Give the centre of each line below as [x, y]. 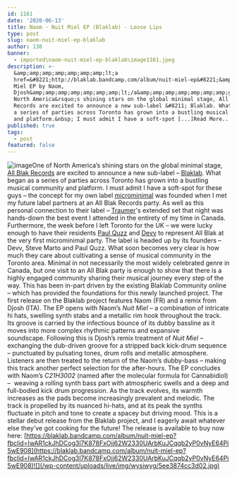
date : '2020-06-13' [36, 20]
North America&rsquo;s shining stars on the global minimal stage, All [121, 100]
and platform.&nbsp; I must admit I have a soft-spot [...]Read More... [123, 119]
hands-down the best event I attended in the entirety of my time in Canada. [116, 218]
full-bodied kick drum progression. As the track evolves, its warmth [105, 391]
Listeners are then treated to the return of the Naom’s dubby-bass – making [117, 360]
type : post [23, 34]
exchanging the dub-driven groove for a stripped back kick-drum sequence [117, 346]
